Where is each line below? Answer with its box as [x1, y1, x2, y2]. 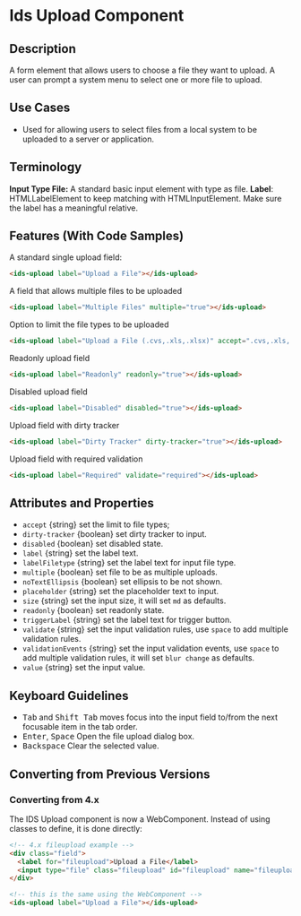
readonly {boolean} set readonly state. [21, 605, 165, 616]
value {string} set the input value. [21, 662, 146, 673]
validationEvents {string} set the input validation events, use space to [21, 643, 279, 654]
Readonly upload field [9, 353, 90, 364]
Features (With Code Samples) [9, 229, 185, 244]
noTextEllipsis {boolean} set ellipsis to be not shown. [21, 576, 223, 587]
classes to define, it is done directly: [9, 823, 143, 834]
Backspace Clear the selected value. [21, 740, 159, 751]
